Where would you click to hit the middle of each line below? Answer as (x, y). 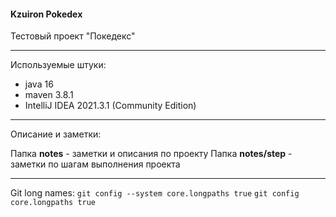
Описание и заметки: (56, 134)
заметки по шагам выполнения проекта (95, 164)
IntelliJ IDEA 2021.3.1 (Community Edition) (110, 106)
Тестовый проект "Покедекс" (73, 36)
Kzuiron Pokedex (46, 14)
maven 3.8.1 (49, 95)
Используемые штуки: (58, 65)
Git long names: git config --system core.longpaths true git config (155, 193)
